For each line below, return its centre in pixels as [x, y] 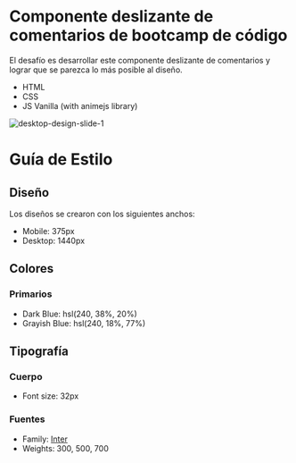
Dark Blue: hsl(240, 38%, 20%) [80, 314]
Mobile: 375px [48, 231]
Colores [32, 269]
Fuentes [27, 419]
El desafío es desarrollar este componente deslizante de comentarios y [140, 60]
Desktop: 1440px [53, 240]
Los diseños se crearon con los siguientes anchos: [102, 214]
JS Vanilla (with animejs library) [80, 105]
